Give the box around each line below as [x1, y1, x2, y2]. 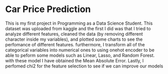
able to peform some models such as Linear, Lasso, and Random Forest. [5, 52, 155, 58]
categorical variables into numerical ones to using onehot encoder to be [5, 47, 155, 53]
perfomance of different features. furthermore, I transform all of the [5, 41, 145, 47]
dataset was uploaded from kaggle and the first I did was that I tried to [5, 25, 151, 31]
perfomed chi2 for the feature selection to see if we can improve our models [5, 63, 163, 69]
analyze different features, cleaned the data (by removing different [5, 31, 143, 37]
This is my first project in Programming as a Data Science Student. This [5, 20, 153, 26]
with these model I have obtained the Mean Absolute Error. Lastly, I [5, 57, 144, 63]
